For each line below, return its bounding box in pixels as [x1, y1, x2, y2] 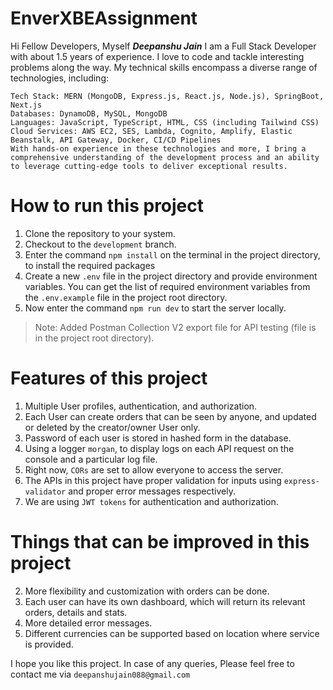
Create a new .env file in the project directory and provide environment [24, 270, 318, 282]
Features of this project [10, 367, 208, 390]
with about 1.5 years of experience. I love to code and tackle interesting [10, 50, 305, 62]
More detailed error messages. [24, 617, 153, 629]
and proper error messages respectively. [68, 485, 236, 497]
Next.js [10, 100, 43, 110]
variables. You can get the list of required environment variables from [24, 280, 311, 292]
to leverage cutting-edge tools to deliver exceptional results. [10, 161, 288, 171]
